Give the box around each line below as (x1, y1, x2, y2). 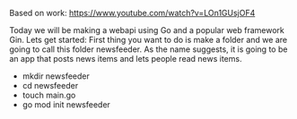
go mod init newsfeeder (22, 99, 110, 110)
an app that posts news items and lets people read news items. (9, 54, 242, 64)
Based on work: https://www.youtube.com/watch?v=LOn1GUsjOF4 (9, 8, 256, 18)
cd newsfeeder (22, 81, 79, 90)
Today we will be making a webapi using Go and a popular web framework (9, 25, 285, 35)
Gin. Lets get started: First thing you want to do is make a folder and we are (9, 35, 288, 45)
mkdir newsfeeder (22, 71, 90, 81)
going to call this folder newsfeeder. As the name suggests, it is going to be (9, 44, 288, 55)
